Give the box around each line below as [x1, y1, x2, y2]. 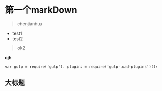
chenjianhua [17, 21, 42, 27]
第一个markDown [5, 4, 78, 16]
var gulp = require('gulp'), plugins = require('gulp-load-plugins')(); [5, 64, 158, 69]
